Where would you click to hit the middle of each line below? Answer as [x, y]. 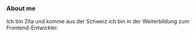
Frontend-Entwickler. [32, 28]
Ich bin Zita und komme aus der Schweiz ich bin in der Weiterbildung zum [98, 22]
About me [21, 8]
